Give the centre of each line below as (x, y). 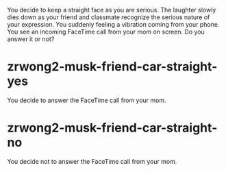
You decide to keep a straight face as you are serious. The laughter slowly (112, 10)
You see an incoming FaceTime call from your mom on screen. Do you (106, 32)
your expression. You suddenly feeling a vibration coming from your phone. (113, 24)
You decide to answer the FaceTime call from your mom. (87, 100)
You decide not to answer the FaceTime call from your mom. (92, 161)
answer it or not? (31, 39)
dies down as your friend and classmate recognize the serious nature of (109, 17)
